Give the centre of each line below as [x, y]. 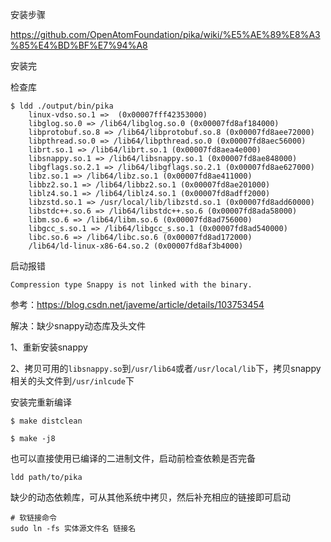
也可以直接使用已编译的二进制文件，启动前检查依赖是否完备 [133, 458]
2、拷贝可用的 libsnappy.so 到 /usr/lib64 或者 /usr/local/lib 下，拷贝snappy [166, 368]
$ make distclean [46, 421]
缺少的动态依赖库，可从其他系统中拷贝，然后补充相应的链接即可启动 [150, 497]
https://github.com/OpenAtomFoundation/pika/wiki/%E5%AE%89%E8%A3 [165, 34]
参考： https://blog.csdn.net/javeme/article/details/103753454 [137, 304]
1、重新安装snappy [49, 347]
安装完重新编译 [41, 402]
